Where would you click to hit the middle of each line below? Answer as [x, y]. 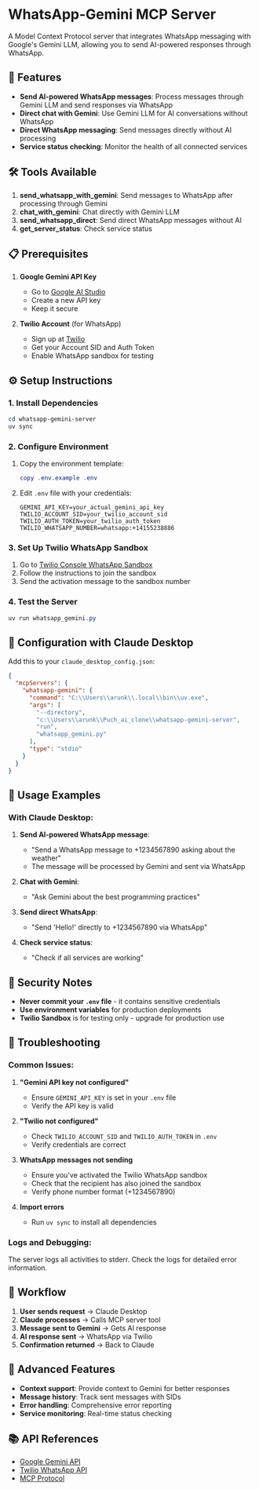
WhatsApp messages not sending [76, 1159]
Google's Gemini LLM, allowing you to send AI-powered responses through [129, 44]
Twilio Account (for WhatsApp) [70, 324]
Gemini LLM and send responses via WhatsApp [96, 104]
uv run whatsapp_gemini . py [52, 618]
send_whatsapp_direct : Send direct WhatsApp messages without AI [130, 220]
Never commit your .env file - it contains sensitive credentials [120, 1002]
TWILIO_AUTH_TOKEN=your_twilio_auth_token [90, 521]
